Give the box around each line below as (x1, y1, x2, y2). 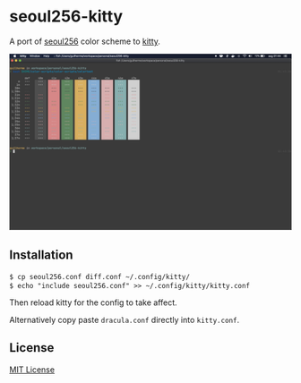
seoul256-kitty (9, 6, 124, 27)
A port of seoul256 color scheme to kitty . (9, 36, 161, 47)
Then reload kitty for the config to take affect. (9, 297, 177, 308)
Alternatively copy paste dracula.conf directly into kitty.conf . (9, 314, 240, 325)
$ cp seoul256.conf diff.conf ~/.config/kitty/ (9, 272, 191, 281)
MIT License (9, 364, 56, 375)
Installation (9, 248, 73, 263)
